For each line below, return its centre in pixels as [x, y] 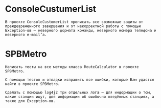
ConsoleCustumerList [51, 9]
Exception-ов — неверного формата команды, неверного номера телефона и [81, 30]
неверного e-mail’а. [26, 35]
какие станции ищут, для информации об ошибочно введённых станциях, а [80, 97]
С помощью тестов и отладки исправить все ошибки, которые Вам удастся [80, 80]
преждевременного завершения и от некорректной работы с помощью [73, 26]
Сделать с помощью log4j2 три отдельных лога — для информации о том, [79, 92]
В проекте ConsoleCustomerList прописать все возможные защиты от [74, 22]
